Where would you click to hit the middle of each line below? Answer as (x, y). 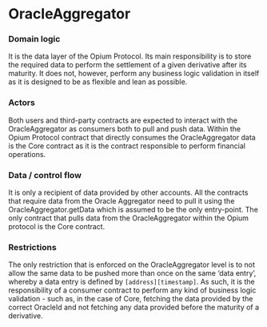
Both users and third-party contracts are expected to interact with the (123, 120)
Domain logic (34, 39)
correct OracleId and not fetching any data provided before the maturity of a (134, 307)
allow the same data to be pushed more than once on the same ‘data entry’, (132, 273)
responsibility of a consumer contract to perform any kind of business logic (132, 290)
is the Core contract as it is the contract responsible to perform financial (127, 146)
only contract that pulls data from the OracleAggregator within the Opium (129, 218)
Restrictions (33, 247)
